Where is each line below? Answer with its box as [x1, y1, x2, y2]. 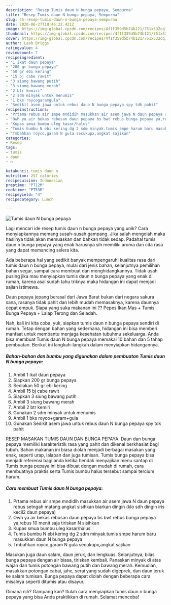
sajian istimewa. [6, 284, 40, 290]
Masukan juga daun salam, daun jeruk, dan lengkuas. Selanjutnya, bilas [6, 551, 155, 558]
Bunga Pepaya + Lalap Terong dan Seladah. [6, 310, 97, 316]
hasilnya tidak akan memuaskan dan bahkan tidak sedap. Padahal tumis [6, 236, 156, 242]
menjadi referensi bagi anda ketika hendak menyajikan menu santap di [6, 457, 153, 463]
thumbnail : [6, 31, 29, 36]
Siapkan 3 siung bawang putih [13, 393, 77, 399]
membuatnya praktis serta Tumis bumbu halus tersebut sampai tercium [6, 468, 154, 474]
